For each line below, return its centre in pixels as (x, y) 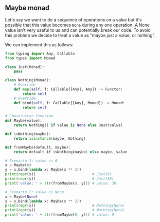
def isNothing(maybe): (28, 134)
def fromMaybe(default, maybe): (38, 147)
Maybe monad (27, 8)
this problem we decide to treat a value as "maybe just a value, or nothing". (80, 35)
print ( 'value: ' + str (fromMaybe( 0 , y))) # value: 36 (61, 183)
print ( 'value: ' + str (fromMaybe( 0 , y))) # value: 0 (60, 215)
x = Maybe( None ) (21, 197)
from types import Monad (30, 58)
